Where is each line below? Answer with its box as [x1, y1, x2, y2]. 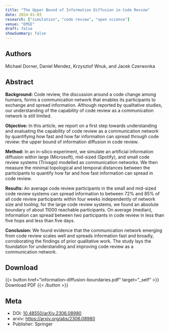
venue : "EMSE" [5, 21, 35, 27]
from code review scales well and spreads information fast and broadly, [5, 232, 154, 238]
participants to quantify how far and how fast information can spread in [5, 170, 153, 176]
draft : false [5, 26, 33, 31]
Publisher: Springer [12, 321, 53, 327]
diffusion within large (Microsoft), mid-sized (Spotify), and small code [5, 154, 150, 160]
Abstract [5, 78, 34, 87]
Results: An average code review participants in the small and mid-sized [5, 185, 156, 191]
